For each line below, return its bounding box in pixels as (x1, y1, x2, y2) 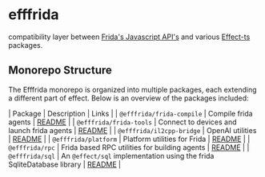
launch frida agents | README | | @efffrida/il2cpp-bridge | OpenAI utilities (8, 125, 257, 135)
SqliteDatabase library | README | (8, 159, 122, 169)
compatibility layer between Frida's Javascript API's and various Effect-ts (8, 32, 251, 41)
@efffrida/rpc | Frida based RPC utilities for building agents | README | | (8, 142, 250, 152)
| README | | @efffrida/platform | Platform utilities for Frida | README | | (8, 134, 251, 144)
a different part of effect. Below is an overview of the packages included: (8, 93, 249, 103)
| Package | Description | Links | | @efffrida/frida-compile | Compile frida (8, 108, 254, 118)
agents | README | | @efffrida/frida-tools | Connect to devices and (8, 117, 238, 127)
